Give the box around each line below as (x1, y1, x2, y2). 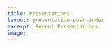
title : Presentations (7, 10, 71, 17)
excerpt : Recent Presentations (7, 23, 98, 30)
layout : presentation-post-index (7, 17, 105, 23)
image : (7, 29, 27, 37)
